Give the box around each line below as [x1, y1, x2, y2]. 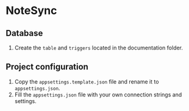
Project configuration [5, 62, 89, 72]
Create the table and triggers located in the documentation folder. [14, 44, 184, 51]
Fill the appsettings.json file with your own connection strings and [14, 91, 182, 98]
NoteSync [5, 4, 57, 18]
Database [5, 28, 43, 38]
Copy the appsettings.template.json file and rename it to [14, 77, 159, 85]
